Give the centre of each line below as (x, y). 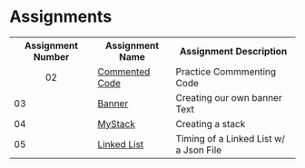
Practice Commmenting (226, 72)
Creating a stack (211, 124)
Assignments (61, 17)
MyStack (117, 124)
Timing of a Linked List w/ (231, 138)
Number (51, 56)
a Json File (199, 150)
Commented (124, 72)
